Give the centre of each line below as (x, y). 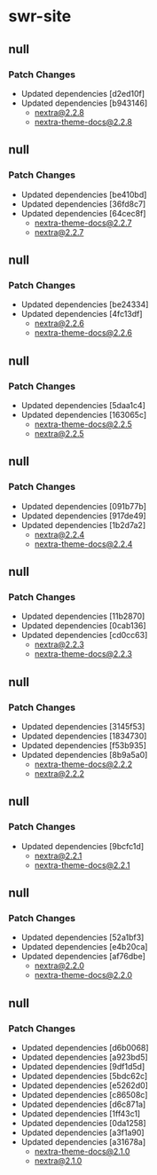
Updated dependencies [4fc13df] (82, 314)
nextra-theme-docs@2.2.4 (83, 544)
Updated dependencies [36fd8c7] (83, 204)
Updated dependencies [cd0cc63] (84, 635)
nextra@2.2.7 (59, 232)
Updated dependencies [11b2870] (83, 616)
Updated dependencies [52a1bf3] (82, 937)
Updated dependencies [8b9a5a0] (84, 755)
